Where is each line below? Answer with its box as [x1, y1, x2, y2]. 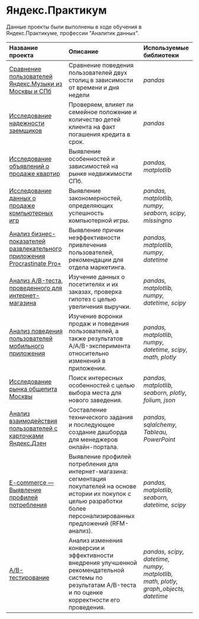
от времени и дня [68, 83, 120, 91]
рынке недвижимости [68, 169, 132, 178]
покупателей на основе [68, 482, 137, 490]
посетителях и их [68, 280, 118, 288]
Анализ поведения [9, 327, 63, 335]
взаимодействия [9, 416, 57, 425]
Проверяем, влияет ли [68, 100, 134, 109]
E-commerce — [9, 478, 54, 487]
